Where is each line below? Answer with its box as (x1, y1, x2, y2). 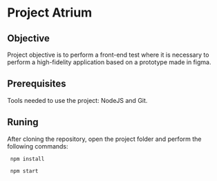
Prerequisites (7, 78, 66, 90)
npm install (10, 155, 45, 162)
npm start (10, 167, 39, 174)
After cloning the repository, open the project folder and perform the (7, 135, 202, 143)
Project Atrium (7, 5, 93, 21)
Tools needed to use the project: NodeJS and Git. (7, 96, 148, 104)
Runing (7, 116, 39, 128)
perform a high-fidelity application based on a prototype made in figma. (7, 58, 211, 66)
